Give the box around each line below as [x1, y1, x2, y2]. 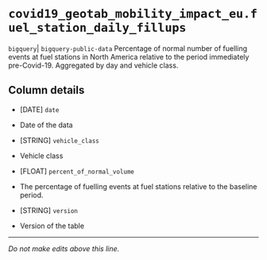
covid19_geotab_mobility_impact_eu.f [8, 6, 258, 21]
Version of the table [19, 221, 85, 231]
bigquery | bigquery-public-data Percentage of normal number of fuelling [8, 43, 248, 53]
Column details [8, 83, 85, 97]
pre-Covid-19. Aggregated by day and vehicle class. [8, 60, 179, 70]
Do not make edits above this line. [8, 243, 120, 253]
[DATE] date [19, 104, 60, 114]
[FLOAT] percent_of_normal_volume [19, 166, 135, 176]
